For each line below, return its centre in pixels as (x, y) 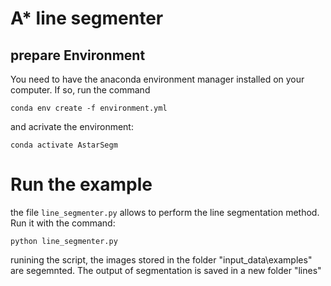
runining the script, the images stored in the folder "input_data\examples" (161, 259)
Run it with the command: (63, 223)
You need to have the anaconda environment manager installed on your (157, 79)
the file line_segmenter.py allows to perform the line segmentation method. (165, 212)
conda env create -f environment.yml (89, 108)
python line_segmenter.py (64, 241)
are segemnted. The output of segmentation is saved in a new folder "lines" (166, 270)
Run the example (81, 184)
